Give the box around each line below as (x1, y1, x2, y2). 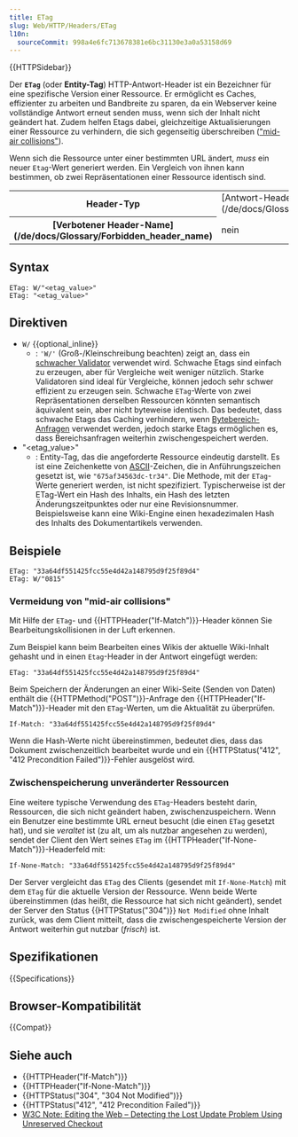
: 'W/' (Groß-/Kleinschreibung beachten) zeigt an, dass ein (35, 348, 250, 359)
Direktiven (9, 315, 68, 330)
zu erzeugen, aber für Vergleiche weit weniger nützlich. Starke (35, 367, 264, 378)
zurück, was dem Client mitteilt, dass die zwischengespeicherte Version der (9, 914, 286, 925)
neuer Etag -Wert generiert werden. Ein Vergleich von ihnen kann (9, 162, 245, 173)
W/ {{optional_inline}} (21, 339, 99, 349)
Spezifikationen (9, 950, 99, 965)
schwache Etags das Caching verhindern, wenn (35, 414, 210, 425)
